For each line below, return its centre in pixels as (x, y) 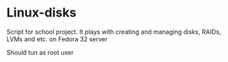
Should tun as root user (40, 52)
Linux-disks (41, 13)
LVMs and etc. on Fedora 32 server (57, 39)
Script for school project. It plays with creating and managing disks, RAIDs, (114, 32)
